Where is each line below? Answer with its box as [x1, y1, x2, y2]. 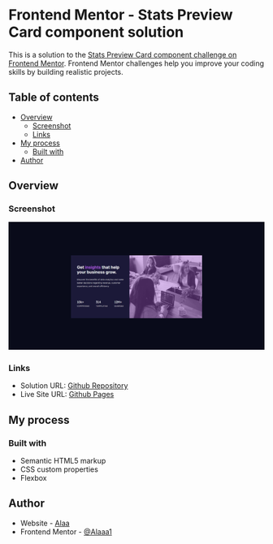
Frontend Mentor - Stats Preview [8, 6, 233, 24]
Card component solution [8, 23, 184, 41]
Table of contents [8, 91, 99, 105]
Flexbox [19, 473, 47, 482]
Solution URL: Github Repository [19, 381, 128, 391]
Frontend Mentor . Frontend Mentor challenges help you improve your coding [8, 58, 265, 68]
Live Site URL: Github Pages [19, 390, 115, 399]
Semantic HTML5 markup [19, 455, 106, 465]
